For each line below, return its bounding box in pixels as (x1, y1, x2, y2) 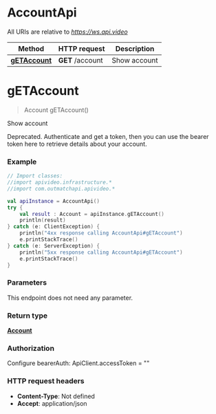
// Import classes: (7, 173, 63, 179)
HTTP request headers (7, 376, 85, 386)
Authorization (7, 343, 55, 353)
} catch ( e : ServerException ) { (7, 242, 100, 249)
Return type (7, 311, 48, 320)
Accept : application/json (17, 399, 87, 407)
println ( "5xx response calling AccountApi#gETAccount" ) (19, 249, 184, 256)
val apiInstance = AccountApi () (7, 197, 100, 204)
